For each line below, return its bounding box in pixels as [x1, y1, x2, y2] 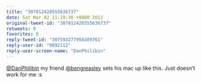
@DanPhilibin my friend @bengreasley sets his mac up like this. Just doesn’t [6, 64, 196, 72]
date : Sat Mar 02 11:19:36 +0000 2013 [6, 14, 103, 20]
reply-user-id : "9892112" [6, 43, 71, 49]
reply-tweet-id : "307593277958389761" [6, 37, 103, 43]
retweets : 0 [6, 25, 36, 32]
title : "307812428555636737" [6, 8, 79, 15]
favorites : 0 [6, 31, 39, 37]
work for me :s [6, 70, 42, 78]
